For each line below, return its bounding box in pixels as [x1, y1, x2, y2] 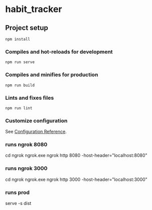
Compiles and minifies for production [5, 71, 98, 78]
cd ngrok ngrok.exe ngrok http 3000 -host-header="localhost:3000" [5, 176, 147, 182]
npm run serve [5, 60, 35, 65]
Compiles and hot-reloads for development [5, 48, 113, 55]
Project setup [5, 24, 49, 32]
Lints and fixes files [5, 94, 54, 101]
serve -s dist [5, 200, 32, 206]
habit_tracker [5, 4, 62, 15]
